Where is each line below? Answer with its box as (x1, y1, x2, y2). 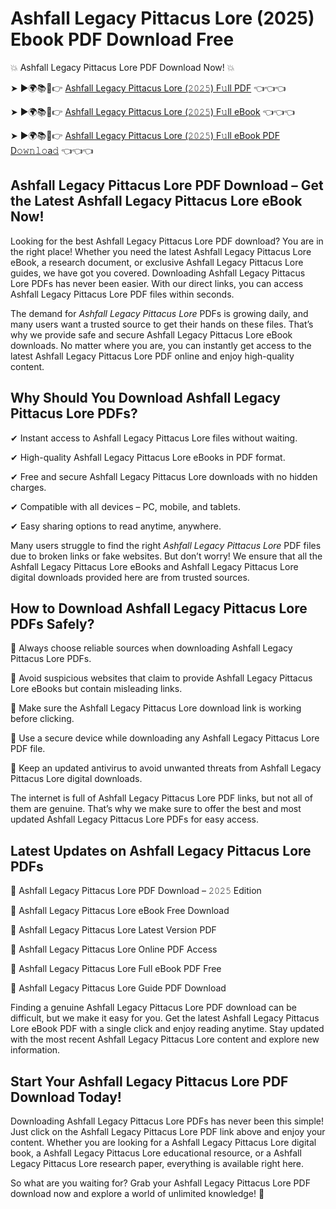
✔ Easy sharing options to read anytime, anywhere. (10, 520, 222, 532)
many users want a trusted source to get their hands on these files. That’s (10, 318, 314, 330)
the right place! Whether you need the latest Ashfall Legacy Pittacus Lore (10, 245, 312, 257)
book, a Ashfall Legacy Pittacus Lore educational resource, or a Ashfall (10, 1147, 302, 1159)
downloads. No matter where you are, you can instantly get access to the (10, 339, 312, 351)
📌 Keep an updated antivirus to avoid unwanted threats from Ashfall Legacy (10, 762, 322, 774)
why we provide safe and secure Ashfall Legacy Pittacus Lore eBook (10, 328, 293, 341)
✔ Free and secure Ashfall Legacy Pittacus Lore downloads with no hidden (10, 470, 318, 482)
